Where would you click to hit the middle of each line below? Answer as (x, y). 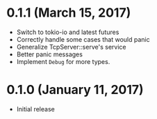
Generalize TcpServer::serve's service (71, 47)
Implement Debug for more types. (63, 61)
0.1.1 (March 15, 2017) (69, 13)
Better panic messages (49, 54)
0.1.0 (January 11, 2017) (75, 90)
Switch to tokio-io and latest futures (68, 32)
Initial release (35, 109)
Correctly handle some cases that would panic (83, 39)
